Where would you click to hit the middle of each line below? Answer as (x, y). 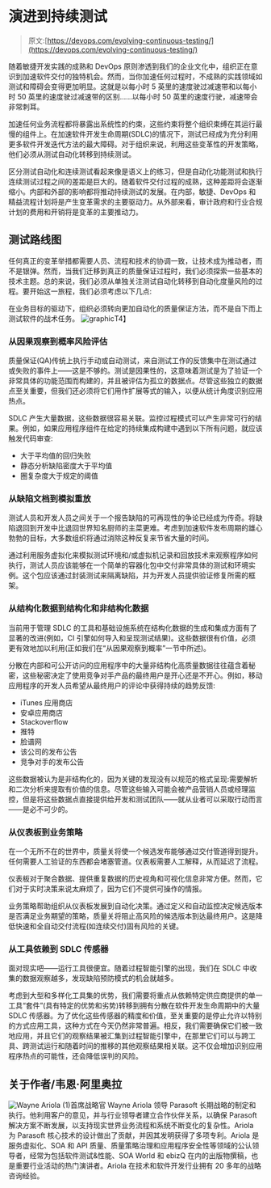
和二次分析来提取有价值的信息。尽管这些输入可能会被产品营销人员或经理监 (132, 788)
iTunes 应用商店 (46, 702)
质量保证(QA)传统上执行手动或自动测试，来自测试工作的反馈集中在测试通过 (133, 361)
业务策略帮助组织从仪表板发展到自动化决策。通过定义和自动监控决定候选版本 (135, 906)
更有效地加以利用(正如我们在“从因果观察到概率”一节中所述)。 (110, 648)
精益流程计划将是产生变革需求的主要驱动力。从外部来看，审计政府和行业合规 (135, 201)
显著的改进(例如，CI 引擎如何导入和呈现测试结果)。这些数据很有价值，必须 (132, 638)
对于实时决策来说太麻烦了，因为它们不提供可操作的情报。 (110, 888)
